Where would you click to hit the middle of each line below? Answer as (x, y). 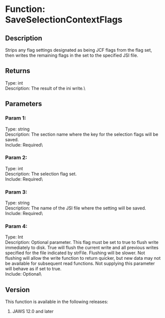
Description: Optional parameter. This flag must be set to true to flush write (82, 242)
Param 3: (16, 192)
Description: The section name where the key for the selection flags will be (82, 134)
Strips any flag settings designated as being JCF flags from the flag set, (79, 50)
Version (17, 290)
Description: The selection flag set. (41, 174)
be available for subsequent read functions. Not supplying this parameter (80, 264)
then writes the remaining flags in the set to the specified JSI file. (72, 55)
